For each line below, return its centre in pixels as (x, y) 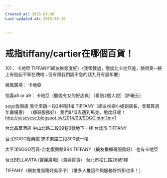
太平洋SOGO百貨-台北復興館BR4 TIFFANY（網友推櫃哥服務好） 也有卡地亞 (82, 149)
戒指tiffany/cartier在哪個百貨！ (70, 53)
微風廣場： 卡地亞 (23, 85)
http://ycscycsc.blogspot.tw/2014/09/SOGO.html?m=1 (61, 118)
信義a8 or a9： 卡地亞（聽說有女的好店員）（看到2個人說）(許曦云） (74, 95)
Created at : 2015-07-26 (30, 14)
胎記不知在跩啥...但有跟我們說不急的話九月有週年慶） (68, 75)
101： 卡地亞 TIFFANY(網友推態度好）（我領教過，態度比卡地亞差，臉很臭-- (82, 68)
